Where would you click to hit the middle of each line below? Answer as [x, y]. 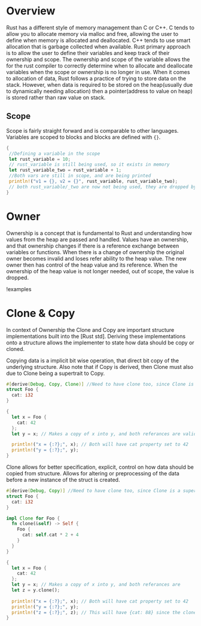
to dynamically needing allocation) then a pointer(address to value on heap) [100, 91]
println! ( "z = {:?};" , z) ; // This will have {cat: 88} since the [96, 612]
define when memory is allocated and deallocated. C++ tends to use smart [98, 40]
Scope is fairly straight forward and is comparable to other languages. [92, 130]
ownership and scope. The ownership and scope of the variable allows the [98, 59]
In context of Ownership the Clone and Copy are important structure [90, 329]
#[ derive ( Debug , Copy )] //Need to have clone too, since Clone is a [93, 491]
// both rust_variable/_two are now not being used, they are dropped [98, 187]
